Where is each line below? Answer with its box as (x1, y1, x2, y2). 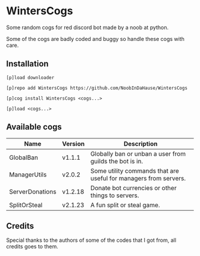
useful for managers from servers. (90, 174, 186, 182)
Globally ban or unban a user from (90, 150, 186, 158)
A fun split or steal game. (90, 201, 160, 209)
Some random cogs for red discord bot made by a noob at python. (6, 24, 169, 31)
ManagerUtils (9, 170, 47, 179)
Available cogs (6, 122, 62, 132)
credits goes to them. (6, 243, 58, 250)
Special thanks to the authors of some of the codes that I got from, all (6, 236, 177, 244)
